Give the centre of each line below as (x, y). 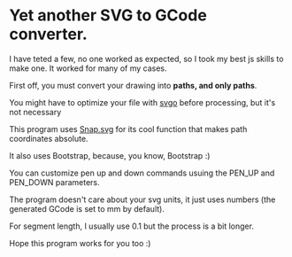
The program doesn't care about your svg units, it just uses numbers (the (142, 199)
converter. (49, 34)
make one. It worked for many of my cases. (88, 68)
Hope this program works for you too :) (80, 243)
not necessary (35, 112)
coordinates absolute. (49, 138)
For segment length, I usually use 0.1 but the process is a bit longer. (132, 226)
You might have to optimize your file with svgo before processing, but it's (142, 102)
